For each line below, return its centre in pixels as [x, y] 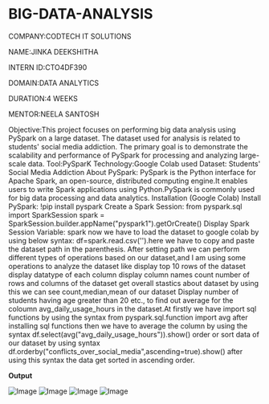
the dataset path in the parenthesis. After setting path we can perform [124, 249]
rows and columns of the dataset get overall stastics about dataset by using [134, 283]
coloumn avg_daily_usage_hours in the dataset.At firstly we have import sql [132, 308]
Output [20, 375]
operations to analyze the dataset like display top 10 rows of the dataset [127, 266]
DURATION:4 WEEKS [43, 98]
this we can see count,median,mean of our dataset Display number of [124, 292]
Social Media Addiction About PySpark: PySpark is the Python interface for [132, 172]
